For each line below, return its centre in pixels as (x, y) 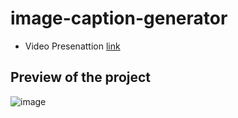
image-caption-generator (119, 18)
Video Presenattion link (72, 46)
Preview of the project (81, 77)
